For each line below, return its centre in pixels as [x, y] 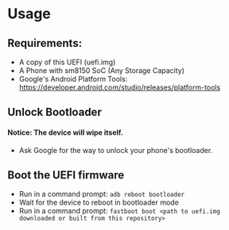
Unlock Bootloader [55, 112]
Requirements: [45, 43]
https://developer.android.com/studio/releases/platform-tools [120, 87]
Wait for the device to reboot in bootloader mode [99, 202]
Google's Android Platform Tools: [73, 79]
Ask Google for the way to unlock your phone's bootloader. [116, 150]
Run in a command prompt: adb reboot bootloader [101, 194]
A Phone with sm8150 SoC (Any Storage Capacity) [101, 71]
